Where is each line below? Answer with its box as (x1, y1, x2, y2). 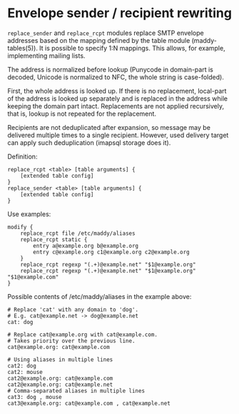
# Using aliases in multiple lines (7, 355, 113, 363)
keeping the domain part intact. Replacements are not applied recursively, (7, 101, 225, 110)
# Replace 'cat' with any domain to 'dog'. (7, 306, 139, 313)
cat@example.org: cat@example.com (7, 343, 111, 350)
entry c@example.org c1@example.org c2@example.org (33, 248, 190, 256)
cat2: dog (7, 362, 37, 369)
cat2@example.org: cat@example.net (7, 380, 113, 388)
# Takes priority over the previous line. (7, 337, 136, 344)
